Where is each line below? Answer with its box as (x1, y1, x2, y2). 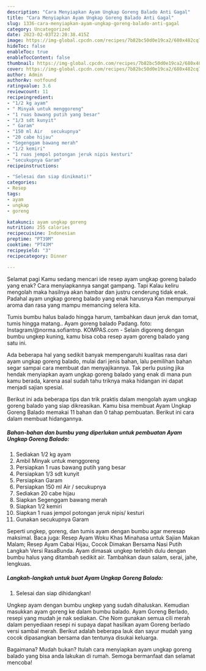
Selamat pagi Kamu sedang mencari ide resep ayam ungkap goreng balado (7, 275, 197, 282)
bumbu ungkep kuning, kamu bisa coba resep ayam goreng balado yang (7, 332, 189, 340)
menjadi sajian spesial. (7, 383, 64, 391)
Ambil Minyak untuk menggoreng (15, 457, 100, 465)
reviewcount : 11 (7, 89, 48, 95)
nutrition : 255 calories (7, 225, 70, 231)
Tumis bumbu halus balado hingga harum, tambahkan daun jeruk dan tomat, (7, 313, 199, 320)
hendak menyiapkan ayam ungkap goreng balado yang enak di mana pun (7, 370, 192, 378)
